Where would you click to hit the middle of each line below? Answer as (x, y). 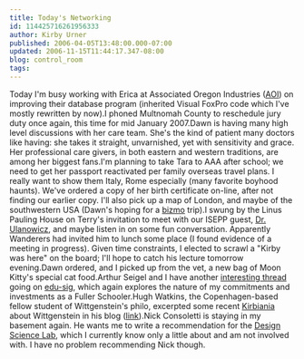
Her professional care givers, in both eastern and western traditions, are (144, 151)
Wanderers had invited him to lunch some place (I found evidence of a (141, 238)
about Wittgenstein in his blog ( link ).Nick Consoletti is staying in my (135, 315)
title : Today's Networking (60, 18)
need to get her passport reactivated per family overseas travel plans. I (142, 171)
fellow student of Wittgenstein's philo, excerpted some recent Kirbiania (142, 306)
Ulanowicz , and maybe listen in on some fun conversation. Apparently (140, 228)
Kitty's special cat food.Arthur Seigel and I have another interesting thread (148, 277)
